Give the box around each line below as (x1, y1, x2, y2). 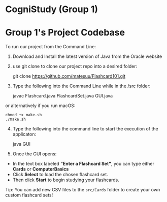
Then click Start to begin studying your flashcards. (12, 177, 119, 183)
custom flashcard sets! (5, 192, 53, 198)
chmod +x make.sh (5, 113, 42, 118)
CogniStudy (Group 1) (5, 4, 98, 15)
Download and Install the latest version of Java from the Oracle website (12, 53, 162, 59)
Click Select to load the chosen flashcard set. (12, 172, 108, 178)
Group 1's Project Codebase (5, 27, 125, 39)
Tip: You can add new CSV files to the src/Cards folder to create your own (5, 187, 160, 193)
